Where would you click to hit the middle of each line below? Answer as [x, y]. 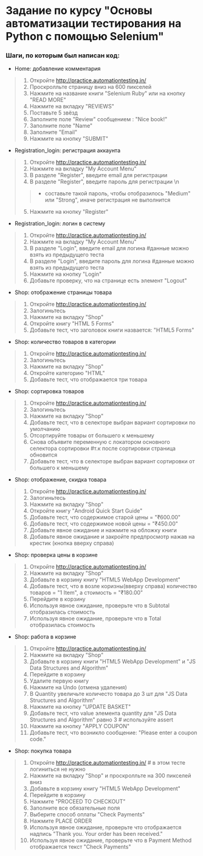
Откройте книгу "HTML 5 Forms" [72, 324]
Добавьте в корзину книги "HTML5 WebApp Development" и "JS [112, 662]
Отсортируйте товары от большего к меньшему [92, 435]
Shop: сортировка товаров [49, 391]
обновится [43, 455]
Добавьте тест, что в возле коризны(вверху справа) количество [113, 586]
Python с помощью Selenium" [85, 37]
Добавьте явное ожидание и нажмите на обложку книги [103, 530]
